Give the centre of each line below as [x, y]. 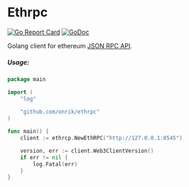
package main [27, 79]
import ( [20, 92]
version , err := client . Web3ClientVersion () [87, 151]
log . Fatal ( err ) [55, 164]
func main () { [28, 132]
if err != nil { [44, 157]
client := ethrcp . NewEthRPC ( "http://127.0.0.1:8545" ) [101, 138]
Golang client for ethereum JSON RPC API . [70, 46]
